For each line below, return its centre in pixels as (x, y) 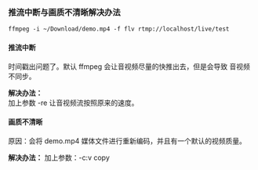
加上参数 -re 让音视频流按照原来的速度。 (73, 103)
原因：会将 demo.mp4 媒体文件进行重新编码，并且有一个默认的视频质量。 (127, 141)
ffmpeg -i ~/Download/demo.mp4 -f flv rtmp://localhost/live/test (119, 29)
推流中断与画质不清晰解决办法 (65, 12)
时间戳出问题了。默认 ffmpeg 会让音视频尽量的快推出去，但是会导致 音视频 (129, 66)
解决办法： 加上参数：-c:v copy (59, 157)
